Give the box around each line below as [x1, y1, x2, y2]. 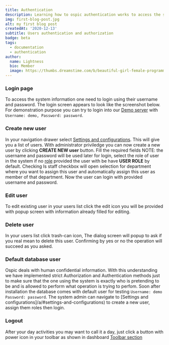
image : [10, 68, 24, 74]
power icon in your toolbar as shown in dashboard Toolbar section [5, 334, 142, 340]
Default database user [5, 256, 61, 263]
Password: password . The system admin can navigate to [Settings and [5, 294, 148, 300]
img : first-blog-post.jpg [5, 17, 59, 22]
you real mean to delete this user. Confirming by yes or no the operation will [5, 238, 162, 244]
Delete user [5, 221, 34, 228]
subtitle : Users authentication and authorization [5, 31, 114, 36]
